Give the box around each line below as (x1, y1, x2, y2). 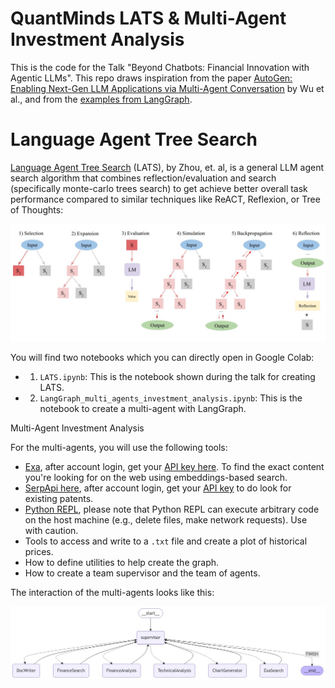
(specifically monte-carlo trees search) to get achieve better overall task (10, 182, 308, 194)
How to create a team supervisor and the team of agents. (24, 567, 261, 579)
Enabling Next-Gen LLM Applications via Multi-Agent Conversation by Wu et (10, 82, 325, 94)
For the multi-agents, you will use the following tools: (10, 441, 228, 453)
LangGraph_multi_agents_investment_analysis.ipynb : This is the (39, 392, 303, 404)
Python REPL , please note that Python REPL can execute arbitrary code (24, 503, 320, 515)
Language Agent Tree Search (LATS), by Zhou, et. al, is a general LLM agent (10, 161, 324, 173)
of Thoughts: (10, 203, 64, 216)
